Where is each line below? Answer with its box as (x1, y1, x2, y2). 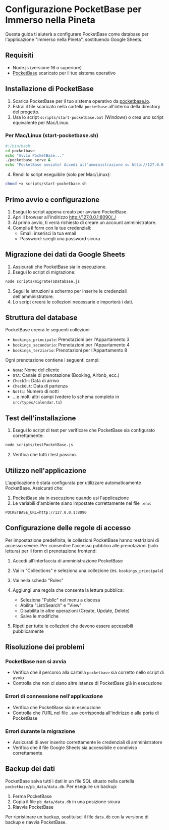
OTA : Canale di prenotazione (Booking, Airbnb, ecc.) (12, 372, 120, 378)
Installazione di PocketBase (5, 84, 94, 93)
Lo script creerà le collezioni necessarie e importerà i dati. (12, 298, 134, 304)
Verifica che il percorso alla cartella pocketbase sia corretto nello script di (12, 669, 164, 676)
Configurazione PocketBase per (5, 4, 142, 15)
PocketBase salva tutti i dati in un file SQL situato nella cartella (5, 778, 135, 784)
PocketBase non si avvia (5, 658, 67, 665)
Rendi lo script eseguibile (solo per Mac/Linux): (12, 171, 111, 178)
